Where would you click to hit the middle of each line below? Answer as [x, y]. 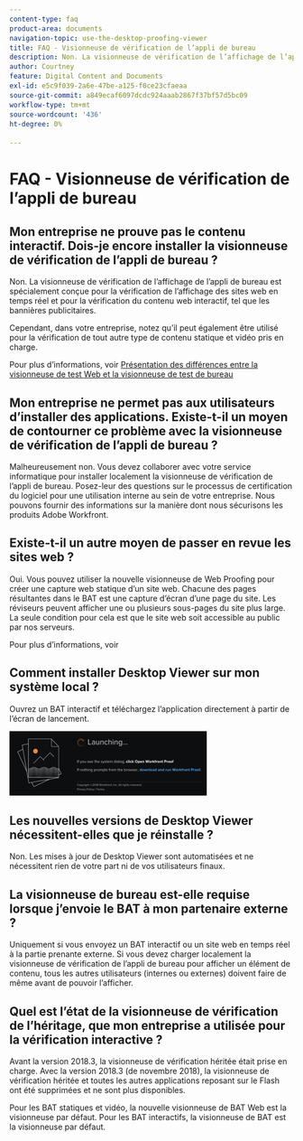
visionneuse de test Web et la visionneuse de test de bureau [121, 374]
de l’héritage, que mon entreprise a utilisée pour [147, 1025]
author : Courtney [42, 67]
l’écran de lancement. [50, 718]
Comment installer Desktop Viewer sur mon [134, 673]
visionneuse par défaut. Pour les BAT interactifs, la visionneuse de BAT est [148, 1117]
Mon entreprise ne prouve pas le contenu [128, 232]
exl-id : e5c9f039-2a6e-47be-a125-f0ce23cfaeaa [98, 86]
